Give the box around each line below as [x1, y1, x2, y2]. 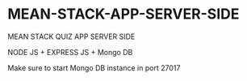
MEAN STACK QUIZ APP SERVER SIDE [7, 32, 136, 41]
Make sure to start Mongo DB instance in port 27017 [7, 62, 181, 73]
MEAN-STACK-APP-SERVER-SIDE [7, 5, 240, 23]
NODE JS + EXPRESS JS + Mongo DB [7, 47, 133, 57]
